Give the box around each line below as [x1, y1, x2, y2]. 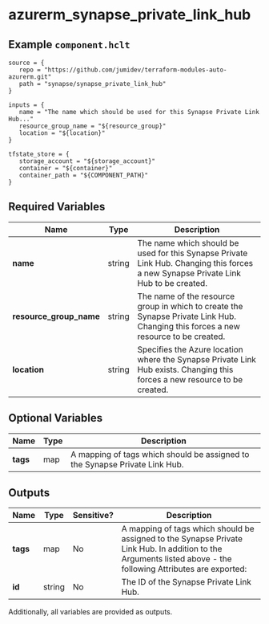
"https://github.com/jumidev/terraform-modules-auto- [43, 66, 227, 74]
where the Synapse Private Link [137, 353, 256, 365]
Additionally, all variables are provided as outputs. [8, 607, 173, 617]
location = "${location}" [18, 129, 106, 137]
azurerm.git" [8, 73, 52, 81]
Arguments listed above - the [121, 553, 232, 565]
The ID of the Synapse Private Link [121, 577, 252, 588]
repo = [18, 66, 42, 74]
